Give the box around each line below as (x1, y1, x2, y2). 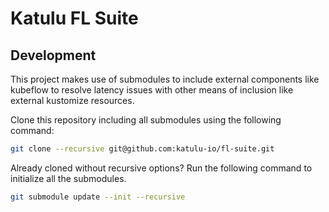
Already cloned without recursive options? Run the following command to (10, 162, 313, 174)
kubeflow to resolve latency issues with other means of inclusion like (10, 84, 294, 96)
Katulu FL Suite (10, 7, 139, 30)
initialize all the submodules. (10, 172, 127, 184)
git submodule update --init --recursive (10, 192, 186, 202)
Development (10, 47, 97, 64)
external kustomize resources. (10, 95, 135, 106)
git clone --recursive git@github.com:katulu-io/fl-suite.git (10, 144, 275, 154)
